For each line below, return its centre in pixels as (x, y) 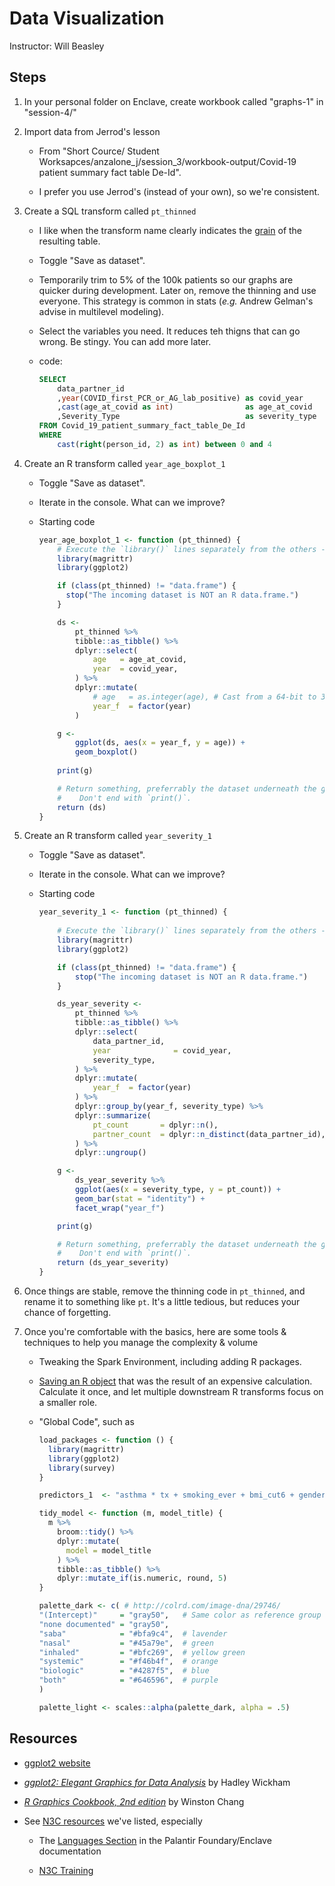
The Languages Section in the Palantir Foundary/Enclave (155, 1840)
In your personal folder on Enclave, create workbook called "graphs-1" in (173, 101)
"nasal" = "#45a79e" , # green (126, 1643)
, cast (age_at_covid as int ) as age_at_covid (185, 407)
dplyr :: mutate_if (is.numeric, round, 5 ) (142, 1578)
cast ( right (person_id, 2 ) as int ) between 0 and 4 (165, 444)
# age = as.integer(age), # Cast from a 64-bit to (204, 697)
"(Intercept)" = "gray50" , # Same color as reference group (180, 1615)
